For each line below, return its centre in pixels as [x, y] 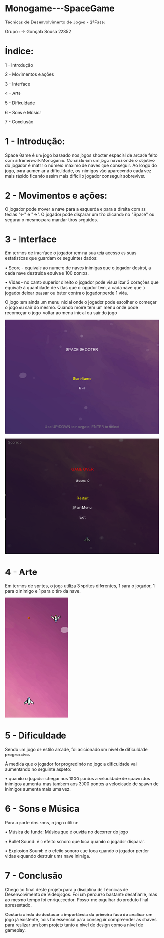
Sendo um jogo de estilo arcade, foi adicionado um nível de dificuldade [76, 749]
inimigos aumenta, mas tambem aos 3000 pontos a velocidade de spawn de [82, 784]
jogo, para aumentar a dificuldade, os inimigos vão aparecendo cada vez [78, 171]
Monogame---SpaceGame [60, 9]
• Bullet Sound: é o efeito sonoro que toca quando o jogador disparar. [75, 841]
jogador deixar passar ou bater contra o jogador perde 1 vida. [67, 293]
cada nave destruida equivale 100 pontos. [47, 273]
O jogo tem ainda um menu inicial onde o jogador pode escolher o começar [81, 302]
